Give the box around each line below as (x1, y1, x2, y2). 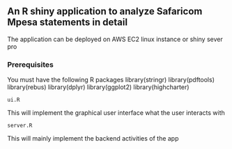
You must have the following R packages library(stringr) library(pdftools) (7, 76, 215, 84)
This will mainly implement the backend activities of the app (7, 134, 179, 143)
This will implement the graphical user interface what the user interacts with (7, 109, 225, 117)
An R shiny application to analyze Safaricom (7, 6, 203, 17)
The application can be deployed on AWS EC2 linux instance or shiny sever (7, 35, 223, 43)
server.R (7, 122, 33, 130)
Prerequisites (7, 59, 54, 69)
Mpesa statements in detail (7, 17, 127, 29)
